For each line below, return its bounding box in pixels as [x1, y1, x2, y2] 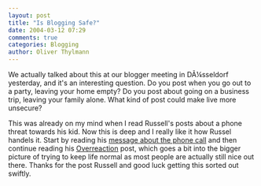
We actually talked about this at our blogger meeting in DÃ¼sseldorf [8, 70, 230, 79]
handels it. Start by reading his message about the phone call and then [8, 136, 237, 144]
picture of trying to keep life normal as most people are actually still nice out [8, 152, 255, 162]
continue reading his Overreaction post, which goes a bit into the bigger [8, 143, 241, 153]
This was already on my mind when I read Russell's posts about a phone [8, 119, 242, 128]
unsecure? [8, 103, 42, 113]
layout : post [8, 11, 51, 20]
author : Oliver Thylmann [8, 48, 90, 56]
